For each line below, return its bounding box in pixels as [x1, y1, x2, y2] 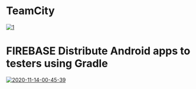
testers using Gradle [6, 57, 108, 70]
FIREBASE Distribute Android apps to [6, 44, 191, 58]
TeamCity [6, 4, 55, 18]
